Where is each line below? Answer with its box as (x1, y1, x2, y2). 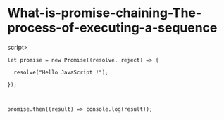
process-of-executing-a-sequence (7, 20, 218, 36)
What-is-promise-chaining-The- (7, 5, 202, 21)
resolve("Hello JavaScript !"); (13, 69, 109, 76)
